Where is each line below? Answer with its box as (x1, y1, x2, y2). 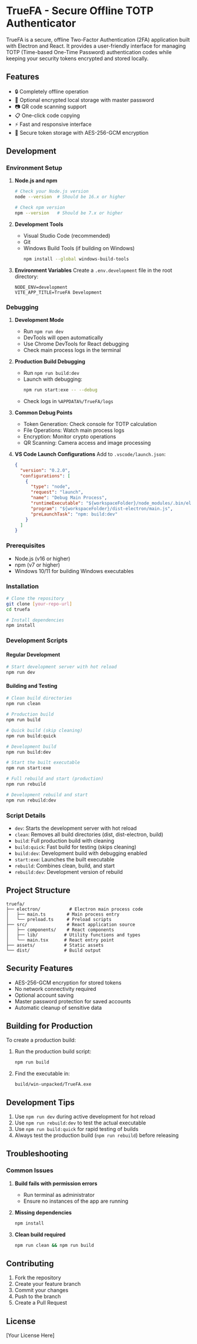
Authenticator (6, 16, 76, 30)
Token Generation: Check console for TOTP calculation (23, 420, 157, 427)
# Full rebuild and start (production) (6, 776, 104, 782)
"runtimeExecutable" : (30, 500, 84, 507)
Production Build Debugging (14, 358, 85, 365)
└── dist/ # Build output (6, 947, 101, 953)
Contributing (6, 1258, 54, 1269)
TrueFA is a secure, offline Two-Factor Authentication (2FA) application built (6, 36, 190, 43)
